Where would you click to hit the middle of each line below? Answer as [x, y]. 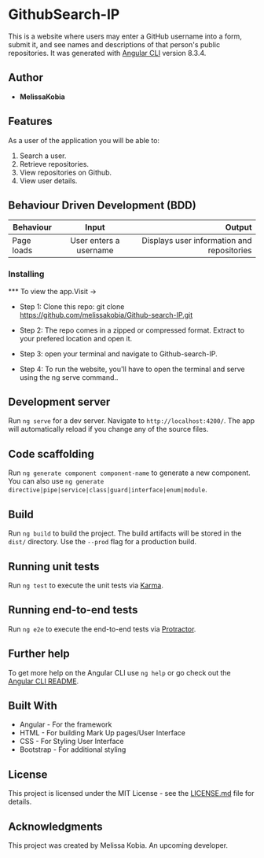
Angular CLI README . [44, 681]
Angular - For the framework [66, 724]
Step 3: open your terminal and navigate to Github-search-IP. [118, 354]
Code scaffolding [51, 454]
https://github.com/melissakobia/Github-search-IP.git [106, 315]
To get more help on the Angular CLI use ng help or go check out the [119, 672]
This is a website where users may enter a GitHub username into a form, [125, 36]
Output [238, 227]
